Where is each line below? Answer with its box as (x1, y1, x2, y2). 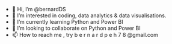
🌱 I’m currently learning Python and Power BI (11, 18, 123, 25)
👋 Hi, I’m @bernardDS (11, 6, 66, 12)
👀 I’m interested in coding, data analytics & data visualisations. (11, 12, 167, 19)
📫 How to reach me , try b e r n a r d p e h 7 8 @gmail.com (11, 32, 158, 38)
